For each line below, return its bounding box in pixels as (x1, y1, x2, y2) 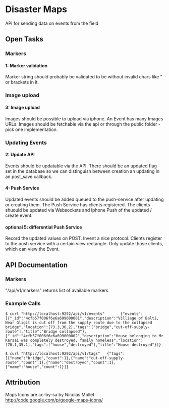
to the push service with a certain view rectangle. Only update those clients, (5, 241, 163, 247)
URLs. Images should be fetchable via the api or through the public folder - (5, 121, 160, 127)
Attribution (5, 378, 40, 387)
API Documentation (5, 260, 68, 269)
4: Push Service (5, 185, 39, 191)
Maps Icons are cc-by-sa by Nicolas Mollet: (5, 391, 96, 397)
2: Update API (5, 152, 35, 158)
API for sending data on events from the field (5, 20, 98, 26)
